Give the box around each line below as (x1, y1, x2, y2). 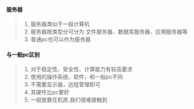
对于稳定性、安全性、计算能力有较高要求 (30, 66, 133, 73)
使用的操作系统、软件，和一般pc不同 (30, 73, 124, 81)
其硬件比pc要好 (30, 89, 70, 96)
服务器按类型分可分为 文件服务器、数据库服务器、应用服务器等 (30, 28, 188, 36)
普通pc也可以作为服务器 (30, 36, 91, 43)
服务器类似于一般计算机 (30, 20, 90, 28)
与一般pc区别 (6, 51, 40, 58)
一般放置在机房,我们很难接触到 (30, 96, 108, 103)
